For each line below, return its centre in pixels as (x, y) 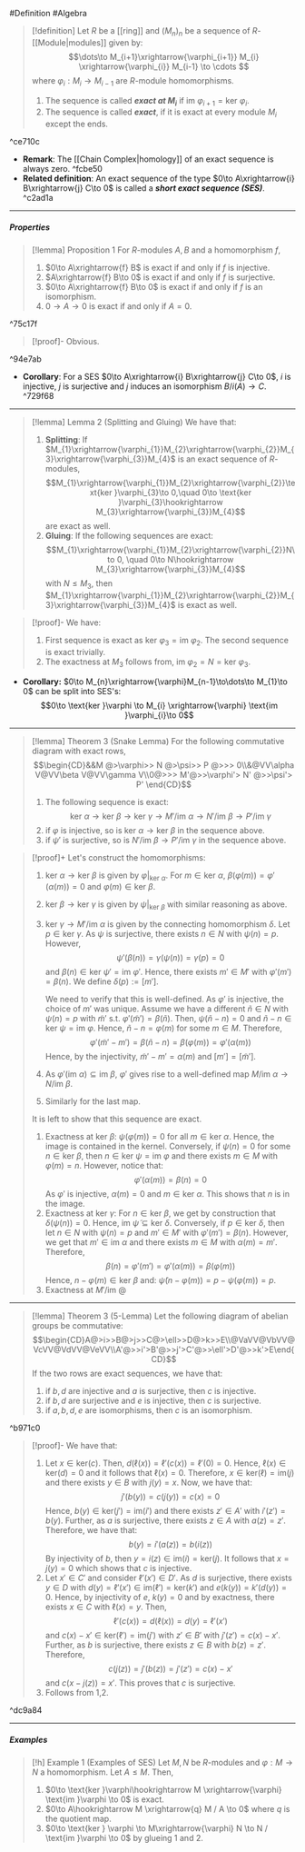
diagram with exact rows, (79, 751)
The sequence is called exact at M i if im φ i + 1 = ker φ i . (147, 101)
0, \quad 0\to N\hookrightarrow (175, 560)
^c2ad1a (38, 198)
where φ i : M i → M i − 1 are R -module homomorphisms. (133, 81)
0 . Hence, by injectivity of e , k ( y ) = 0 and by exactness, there (160, 1598)
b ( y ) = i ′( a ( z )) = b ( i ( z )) (171, 1545)
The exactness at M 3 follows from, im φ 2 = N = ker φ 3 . (148, 662)
